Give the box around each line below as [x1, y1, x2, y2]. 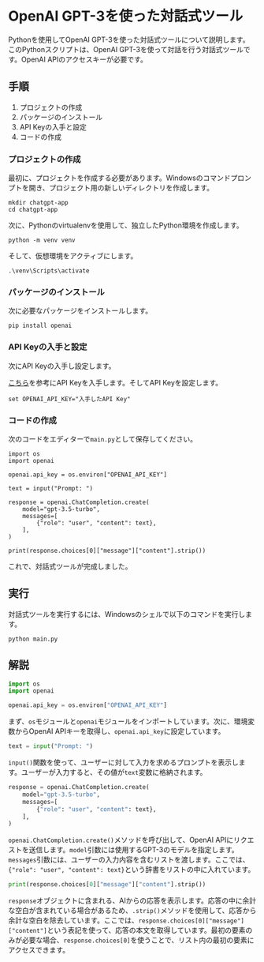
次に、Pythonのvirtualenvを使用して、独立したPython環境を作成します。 [8, 220, 244, 230]
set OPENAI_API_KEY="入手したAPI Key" [8, 395, 132, 403]
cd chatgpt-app [8, 206, 58, 214]
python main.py [8, 635, 58, 643]
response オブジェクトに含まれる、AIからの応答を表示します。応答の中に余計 [8, 896, 257, 905]
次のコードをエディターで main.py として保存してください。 [8, 434, 198, 443]
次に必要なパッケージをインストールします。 [8, 306, 153, 316]
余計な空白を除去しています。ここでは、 [8, 915, 139, 925]
